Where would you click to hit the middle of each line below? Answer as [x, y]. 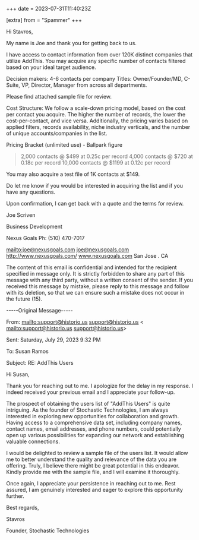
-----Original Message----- [40, 310]
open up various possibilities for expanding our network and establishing [95, 435]
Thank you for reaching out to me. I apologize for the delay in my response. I [100, 386]
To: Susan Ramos [27, 351]
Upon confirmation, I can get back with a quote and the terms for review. [95, 203]
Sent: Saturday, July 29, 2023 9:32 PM [53, 340]
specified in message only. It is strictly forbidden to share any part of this [96, 274]
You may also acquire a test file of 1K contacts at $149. [73, 174]
